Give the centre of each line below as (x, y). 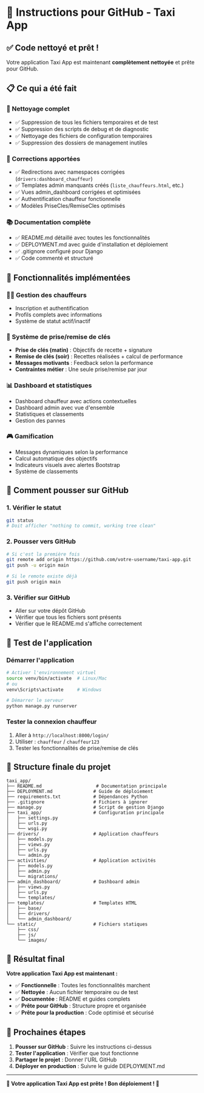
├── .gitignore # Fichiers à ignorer (77, 802)
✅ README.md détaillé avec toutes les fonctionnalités (83, 238)
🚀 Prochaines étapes (46, 1032)
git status (20, 520)
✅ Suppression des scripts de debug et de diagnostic (82, 129)
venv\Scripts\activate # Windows (54, 690)
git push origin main (34, 582)
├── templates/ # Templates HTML (72, 903)
